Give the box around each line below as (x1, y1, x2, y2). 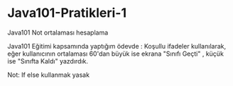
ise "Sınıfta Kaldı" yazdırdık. (7, 56, 89, 65)
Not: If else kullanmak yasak (7, 70, 90, 79)
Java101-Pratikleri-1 (7, 5, 126, 21)
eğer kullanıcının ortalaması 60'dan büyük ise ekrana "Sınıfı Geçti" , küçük (7, 49, 224, 58)
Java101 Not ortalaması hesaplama (7, 28, 109, 37)
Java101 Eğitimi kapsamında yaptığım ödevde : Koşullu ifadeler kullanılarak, (7, 42, 226, 50)
